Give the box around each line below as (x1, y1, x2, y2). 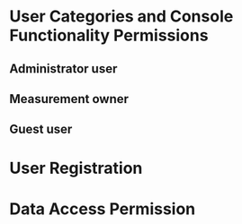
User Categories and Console (9, 6, 234, 27)
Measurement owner (9, 91, 129, 107)
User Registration (9, 158, 143, 178)
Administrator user (9, 61, 118, 76)
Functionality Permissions (9, 25, 209, 46)
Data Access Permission (9, 199, 196, 219)
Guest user (9, 122, 73, 137)
